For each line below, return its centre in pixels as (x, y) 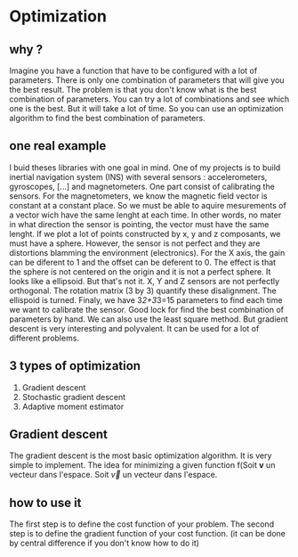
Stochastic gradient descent (74, 397)
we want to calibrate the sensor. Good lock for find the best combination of (147, 309)
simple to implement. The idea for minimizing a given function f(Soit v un (142, 465)
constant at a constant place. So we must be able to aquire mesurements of (148, 205)
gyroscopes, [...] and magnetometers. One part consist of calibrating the (142, 186)
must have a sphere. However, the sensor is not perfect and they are (135, 243)
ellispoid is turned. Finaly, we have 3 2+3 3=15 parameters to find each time (146, 299)
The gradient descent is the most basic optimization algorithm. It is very (141, 455)
